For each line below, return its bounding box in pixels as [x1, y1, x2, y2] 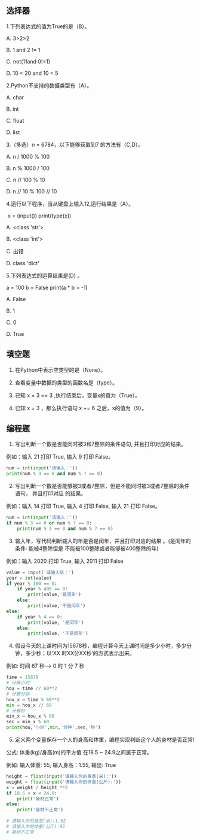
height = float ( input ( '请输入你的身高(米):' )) [6, 774, 117, 780]
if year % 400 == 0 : [17, 586, 68, 592]
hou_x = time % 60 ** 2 [6, 696, 60, 702]
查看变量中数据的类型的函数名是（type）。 [14, 379, 118, 386]
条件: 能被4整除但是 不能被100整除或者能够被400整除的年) [14, 544, 159, 552]
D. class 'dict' [6, 259, 40, 266]
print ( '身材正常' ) [17, 796, 59, 802]
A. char [6, 93, 24, 101]
